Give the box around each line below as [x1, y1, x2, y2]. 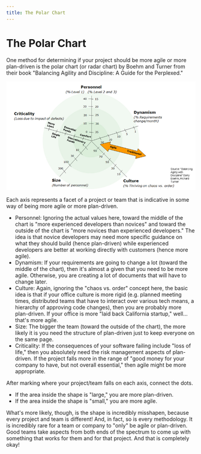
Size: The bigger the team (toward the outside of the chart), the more [14, 323, 186, 331]
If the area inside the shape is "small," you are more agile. [14, 397, 158, 405]
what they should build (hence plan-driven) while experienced [14, 240, 169, 247]
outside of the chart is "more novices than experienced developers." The [14, 227, 195, 234]
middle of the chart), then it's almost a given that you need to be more [14, 266, 188, 273]
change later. [14, 278, 48, 285]
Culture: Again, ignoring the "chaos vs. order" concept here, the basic [14, 285, 188, 292]
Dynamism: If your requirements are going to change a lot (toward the [14, 259, 188, 266]
